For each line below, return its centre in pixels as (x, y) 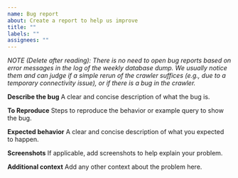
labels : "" (23, 34)
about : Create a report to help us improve (73, 21)
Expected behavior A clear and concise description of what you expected (116, 132)
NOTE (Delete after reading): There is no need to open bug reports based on (119, 60)
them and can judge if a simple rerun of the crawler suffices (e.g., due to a (117, 76)
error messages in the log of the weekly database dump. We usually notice (117, 68)
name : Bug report (33, 14)
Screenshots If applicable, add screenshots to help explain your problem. (115, 153)
